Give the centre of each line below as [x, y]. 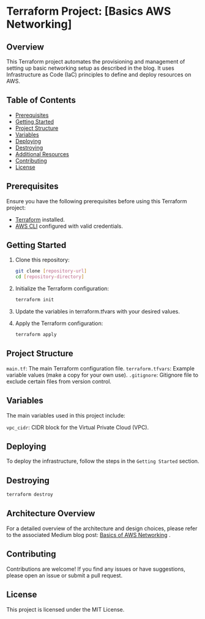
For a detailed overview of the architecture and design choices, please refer [102, 528]
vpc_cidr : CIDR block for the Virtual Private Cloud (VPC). [78, 427]
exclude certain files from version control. [59, 381]
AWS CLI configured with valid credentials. [69, 226]
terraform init [35, 300]
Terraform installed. [40, 219]
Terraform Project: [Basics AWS [89, 11]
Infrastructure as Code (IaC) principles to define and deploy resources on [99, 74]
